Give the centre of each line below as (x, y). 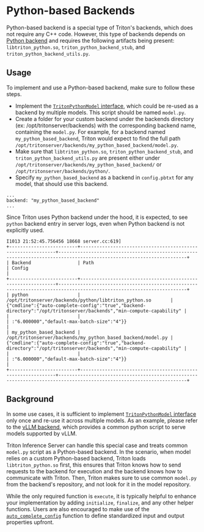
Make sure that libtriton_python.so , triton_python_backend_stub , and (104, 151)
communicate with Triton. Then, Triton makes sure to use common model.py (102, 478)
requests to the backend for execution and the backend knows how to (94, 471)
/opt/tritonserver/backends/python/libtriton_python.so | (90, 300)
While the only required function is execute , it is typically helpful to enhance (101, 496)
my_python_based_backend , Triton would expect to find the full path (98, 138)
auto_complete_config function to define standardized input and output (96, 515)
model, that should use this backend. (62, 183)
